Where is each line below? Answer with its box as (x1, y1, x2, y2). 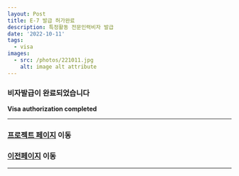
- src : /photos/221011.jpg (14, 57, 94, 64)
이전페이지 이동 (7, 150, 57, 160)
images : (7, 50, 31, 57)
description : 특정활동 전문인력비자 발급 (7, 23, 114, 31)
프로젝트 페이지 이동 (7, 130, 72, 140)
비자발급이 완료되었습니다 (7, 88, 90, 98)
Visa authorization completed (7, 104, 97, 113)
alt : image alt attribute (20, 63, 97, 70)
